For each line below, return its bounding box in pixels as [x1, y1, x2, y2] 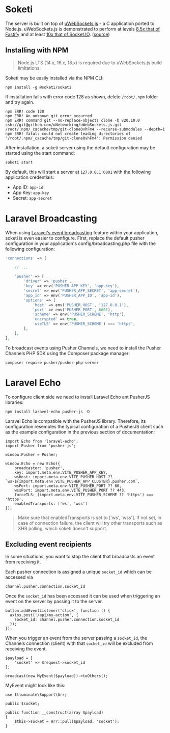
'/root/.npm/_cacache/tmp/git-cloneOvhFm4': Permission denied [5, 135, 143, 141]
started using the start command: [5, 150, 75, 156]
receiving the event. [5, 646, 47, 652]
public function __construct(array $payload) [5, 710, 103, 715]
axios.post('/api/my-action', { [10, 613, 79, 618]
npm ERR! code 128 [5, 108, 44, 114]
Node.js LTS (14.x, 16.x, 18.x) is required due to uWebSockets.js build [17, 60, 162, 66]
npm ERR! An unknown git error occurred [5, 113, 93, 118]
